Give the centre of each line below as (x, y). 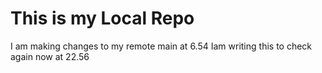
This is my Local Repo (102, 18)
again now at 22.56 (50, 56)
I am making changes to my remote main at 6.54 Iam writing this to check (161, 46)
